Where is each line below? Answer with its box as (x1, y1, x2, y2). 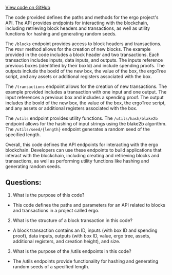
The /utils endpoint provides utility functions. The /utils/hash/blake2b (5, 115, 158, 121)
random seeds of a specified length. (12, 263, 90, 269)
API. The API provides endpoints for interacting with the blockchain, (5, 20, 149, 26)
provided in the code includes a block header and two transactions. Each (5, 51, 160, 58)
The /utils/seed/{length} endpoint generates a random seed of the (5, 126, 150, 132)
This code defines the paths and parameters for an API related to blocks (12, 201, 166, 208)
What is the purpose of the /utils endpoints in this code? (12, 248, 132, 254)
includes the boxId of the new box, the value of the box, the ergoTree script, (5, 100, 166, 106)
